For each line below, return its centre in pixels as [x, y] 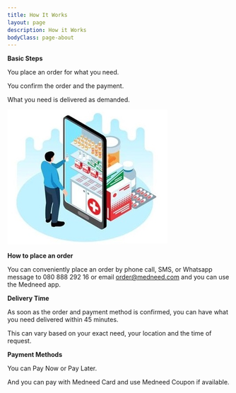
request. [19, 341]
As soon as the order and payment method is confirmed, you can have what [118, 312]
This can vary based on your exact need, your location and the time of [110, 333]
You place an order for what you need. [63, 72]
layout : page [26, 22]
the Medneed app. [34, 284]
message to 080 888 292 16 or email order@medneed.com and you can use [118, 277]
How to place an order [40, 256]
